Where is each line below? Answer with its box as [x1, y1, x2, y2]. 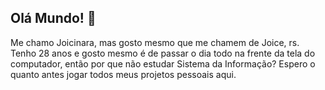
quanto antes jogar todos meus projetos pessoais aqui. [10, 68, 237, 80]
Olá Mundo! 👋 [10, 10, 97, 27]
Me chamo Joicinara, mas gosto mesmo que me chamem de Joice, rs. [10, 36, 300, 48]
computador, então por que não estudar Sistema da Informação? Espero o [10, 57, 316, 70]
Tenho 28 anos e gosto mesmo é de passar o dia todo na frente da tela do [10, 47, 316, 59]
